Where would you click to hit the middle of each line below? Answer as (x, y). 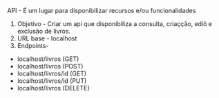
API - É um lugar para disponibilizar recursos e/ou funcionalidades (102, 11)
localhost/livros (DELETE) (53, 88)
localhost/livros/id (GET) (52, 73)
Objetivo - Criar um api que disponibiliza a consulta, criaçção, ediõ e (115, 24)
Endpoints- (33, 46)
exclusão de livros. (44, 31)
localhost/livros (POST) (50, 66)
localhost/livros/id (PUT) (52, 81)
